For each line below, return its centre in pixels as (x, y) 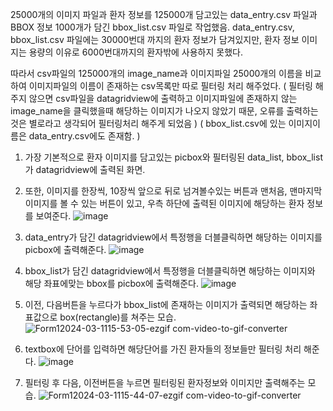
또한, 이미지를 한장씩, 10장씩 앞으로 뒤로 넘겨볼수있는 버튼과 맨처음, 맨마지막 (173, 191)
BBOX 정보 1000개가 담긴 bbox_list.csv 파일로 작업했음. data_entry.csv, (152, 27)
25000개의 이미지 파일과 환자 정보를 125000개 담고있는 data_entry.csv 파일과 (164, 14)
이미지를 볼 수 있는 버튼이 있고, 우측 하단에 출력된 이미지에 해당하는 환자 (164, 203)
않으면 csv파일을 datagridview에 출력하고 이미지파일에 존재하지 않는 (163, 98)
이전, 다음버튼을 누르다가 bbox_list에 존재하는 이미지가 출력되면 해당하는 (166, 304)
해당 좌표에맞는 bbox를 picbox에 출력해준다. (112, 283)
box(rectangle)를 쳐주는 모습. (118, 317)
